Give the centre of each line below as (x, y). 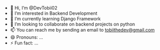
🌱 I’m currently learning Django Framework (55, 19)
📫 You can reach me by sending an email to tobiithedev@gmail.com (82, 30)
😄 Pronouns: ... (27, 37)
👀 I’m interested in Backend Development (54, 13)
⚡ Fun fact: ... (24, 43)
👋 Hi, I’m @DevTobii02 (34, 8)
